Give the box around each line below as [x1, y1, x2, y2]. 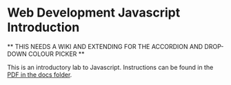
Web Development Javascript [7, 5, 181, 21]
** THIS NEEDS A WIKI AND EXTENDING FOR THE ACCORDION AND [7, 42, 203, 50]
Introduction [7, 19, 80, 35]
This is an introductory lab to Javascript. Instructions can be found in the [7, 63, 214, 71]
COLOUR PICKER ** [28, 50, 85, 58]
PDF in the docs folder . [7, 70, 72, 79]
